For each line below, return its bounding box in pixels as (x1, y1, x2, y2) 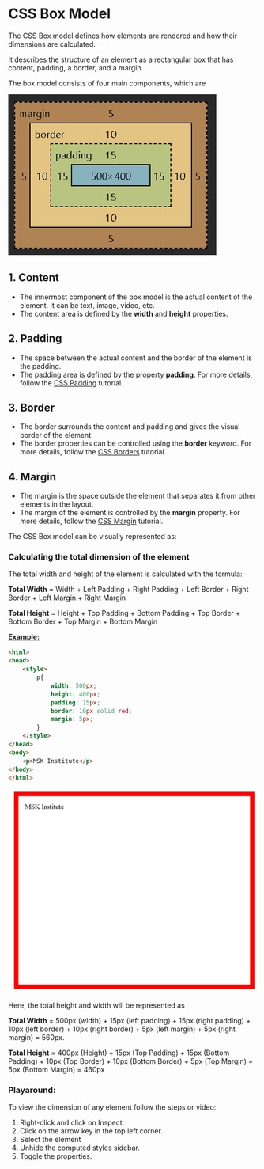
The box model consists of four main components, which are (8, 78, 206, 88)
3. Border (8, 400, 55, 414)
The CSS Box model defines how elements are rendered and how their (8, 31, 238, 40)
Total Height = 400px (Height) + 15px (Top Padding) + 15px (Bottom (8, 1048, 230, 1057)
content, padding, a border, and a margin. (8, 63, 144, 72)
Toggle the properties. (19, 1152, 92, 1161)
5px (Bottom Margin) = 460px (8, 1065, 105, 1074)
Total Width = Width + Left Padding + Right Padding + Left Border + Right (8, 585, 249, 594)
